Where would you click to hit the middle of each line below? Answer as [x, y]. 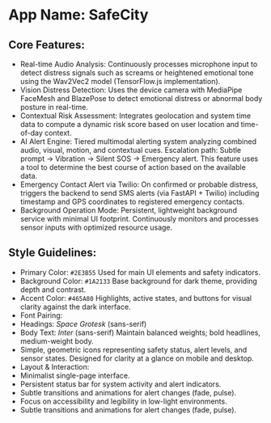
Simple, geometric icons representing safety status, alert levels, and [133, 349]
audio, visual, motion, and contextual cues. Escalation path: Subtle [131, 150]
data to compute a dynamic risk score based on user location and [129, 124]
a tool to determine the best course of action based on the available [133, 167]
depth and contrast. [53, 290]
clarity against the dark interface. [75, 307]
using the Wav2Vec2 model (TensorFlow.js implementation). [120, 81]
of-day [31, 133]
